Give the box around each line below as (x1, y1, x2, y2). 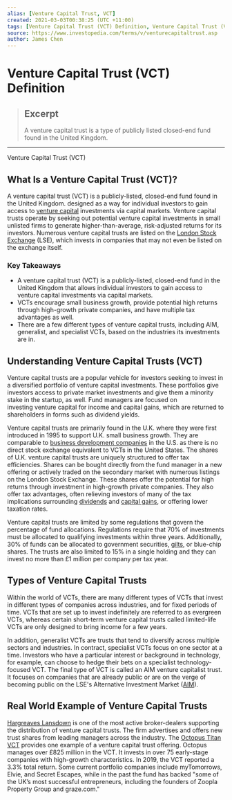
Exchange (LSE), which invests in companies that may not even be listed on (7, 236, 222, 244)
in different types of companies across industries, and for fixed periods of (7, 600, 217, 609)
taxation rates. (7, 504, 48, 513)
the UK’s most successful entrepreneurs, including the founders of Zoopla (7, 777, 217, 785)
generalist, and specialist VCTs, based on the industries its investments (17, 328, 220, 336)
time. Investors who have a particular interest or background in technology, (7, 651, 221, 659)
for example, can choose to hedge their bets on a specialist (7, 658, 176, 666)
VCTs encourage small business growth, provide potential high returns (17, 298, 217, 307)
